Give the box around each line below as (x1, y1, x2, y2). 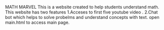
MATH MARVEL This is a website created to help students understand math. (5, 4, 160, 10)
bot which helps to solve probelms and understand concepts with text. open (5, 15, 160, 20)
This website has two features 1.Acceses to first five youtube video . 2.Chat (5, 9, 158, 15)
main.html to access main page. (5, 19, 70, 25)
